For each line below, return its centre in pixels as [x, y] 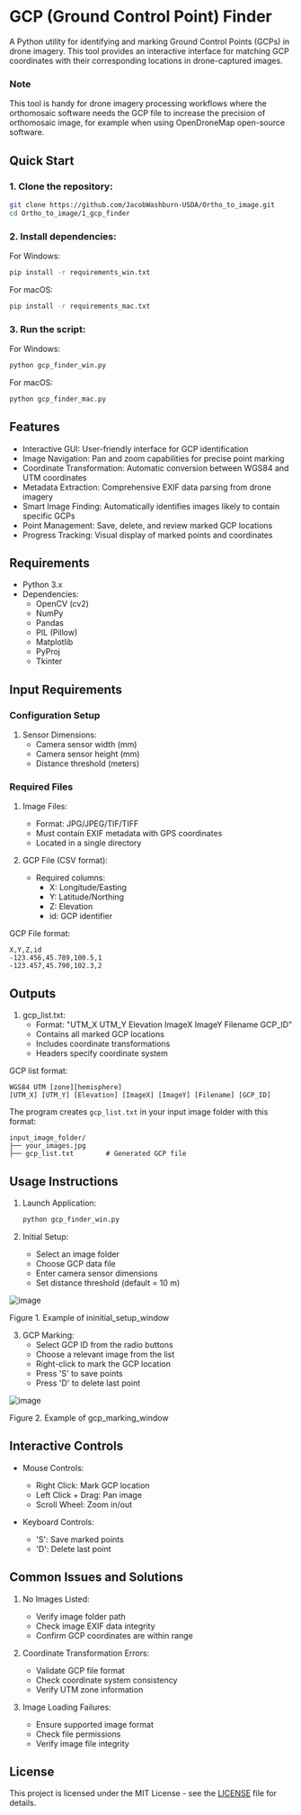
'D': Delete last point [73, 1549]
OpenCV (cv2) [62, 604]
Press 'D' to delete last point [88, 1383]
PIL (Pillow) [57, 633]
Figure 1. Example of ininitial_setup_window [89, 1317]
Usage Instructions [64, 1181]
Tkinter [49, 661]
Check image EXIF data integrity [95, 1626]
